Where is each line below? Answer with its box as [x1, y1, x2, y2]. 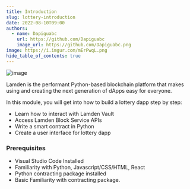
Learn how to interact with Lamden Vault [14, 110, 114, 117]
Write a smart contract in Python [14, 122, 94, 130]
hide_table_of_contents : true [6, 53, 81, 59]
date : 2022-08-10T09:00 [6, 20, 65, 26]
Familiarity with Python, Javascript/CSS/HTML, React [14, 163, 145, 171]
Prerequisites [6, 144, 46, 152]
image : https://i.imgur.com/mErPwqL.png [6, 48, 108, 53]
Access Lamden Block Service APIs [14, 116, 102, 124]
